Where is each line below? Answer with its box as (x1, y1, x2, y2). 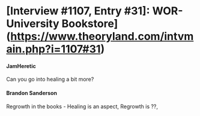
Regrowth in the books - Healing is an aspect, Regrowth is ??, (6, 103, 158, 110)
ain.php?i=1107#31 (6, 42, 101, 56)
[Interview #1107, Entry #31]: (6, 4, 150, 18)
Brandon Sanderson (6, 89, 58, 96)
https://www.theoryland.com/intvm (10, 30, 194, 43)
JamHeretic (6, 62, 36, 69)
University (6, 17, 59, 30)
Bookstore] (61, 17, 118, 30)
